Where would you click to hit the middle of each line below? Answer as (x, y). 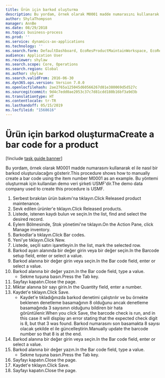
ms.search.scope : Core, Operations (42, 64)
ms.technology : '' (24, 46)
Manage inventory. (32, 229)
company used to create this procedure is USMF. (55, 189)
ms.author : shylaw (24, 74)
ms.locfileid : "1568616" (31, 110)
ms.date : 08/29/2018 (27, 28)
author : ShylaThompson (29, 19)
